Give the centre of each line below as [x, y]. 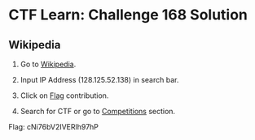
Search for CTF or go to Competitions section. [98, 111]
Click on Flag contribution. [64, 95]
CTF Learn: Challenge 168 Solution [128, 15]
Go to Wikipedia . [48, 64]
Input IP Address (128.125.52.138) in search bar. [99, 80]
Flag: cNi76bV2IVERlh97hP [54, 127]
